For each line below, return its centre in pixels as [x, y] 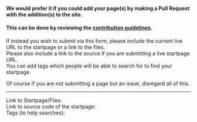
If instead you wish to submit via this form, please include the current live [94, 40]
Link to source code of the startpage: [51, 106]
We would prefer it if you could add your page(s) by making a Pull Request [98, 8]
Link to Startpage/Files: [34, 100]
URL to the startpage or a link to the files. [56, 47]
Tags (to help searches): [35, 113]
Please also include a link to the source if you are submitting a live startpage [98, 53]
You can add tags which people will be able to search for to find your [89, 66]
